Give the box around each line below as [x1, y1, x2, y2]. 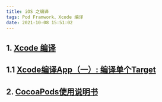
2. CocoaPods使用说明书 [6, 87, 98, 97]
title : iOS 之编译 [6, 8, 49, 15]
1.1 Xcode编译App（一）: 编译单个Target [6, 65, 156, 75]
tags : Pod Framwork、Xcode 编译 [6, 14, 84, 20]
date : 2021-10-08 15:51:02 [6, 19, 73, 25]
